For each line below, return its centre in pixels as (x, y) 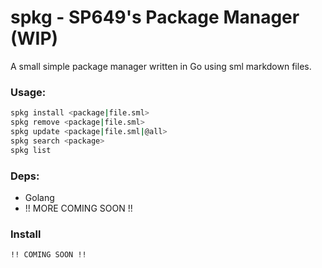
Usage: (28, 92)
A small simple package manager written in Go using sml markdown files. (161, 66)
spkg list (31, 150)
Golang (39, 197)
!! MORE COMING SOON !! (78, 208)
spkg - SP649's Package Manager (155, 17)
